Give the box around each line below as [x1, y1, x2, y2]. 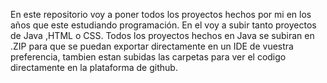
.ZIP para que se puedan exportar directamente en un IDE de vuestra [10, 40, 294, 52]
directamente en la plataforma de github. [10, 62, 178, 73]
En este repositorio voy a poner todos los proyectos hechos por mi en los [10, 9, 312, 20]
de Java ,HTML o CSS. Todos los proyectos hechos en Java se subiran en [10, 30, 315, 41]
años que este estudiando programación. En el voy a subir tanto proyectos [10, 19, 317, 31]
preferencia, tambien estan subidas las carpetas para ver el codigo [10, 51, 287, 63]
